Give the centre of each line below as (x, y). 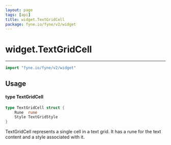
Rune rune (26, 112)
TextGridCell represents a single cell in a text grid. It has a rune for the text (83, 132)
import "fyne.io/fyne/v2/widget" (41, 68)
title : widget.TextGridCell (35, 19)
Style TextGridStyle (36, 117)
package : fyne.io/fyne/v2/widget (41, 24)
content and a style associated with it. (45, 137)
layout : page (19, 10)
